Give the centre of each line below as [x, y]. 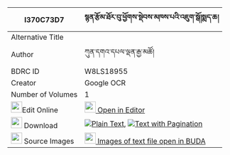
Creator [24, 83]
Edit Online [40, 110]
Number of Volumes [44, 94]
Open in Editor [121, 110]
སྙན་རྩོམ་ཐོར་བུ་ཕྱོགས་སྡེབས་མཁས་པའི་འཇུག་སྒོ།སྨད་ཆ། [152, 17]
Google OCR [105, 83]
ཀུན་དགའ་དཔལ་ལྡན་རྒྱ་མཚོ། [119, 52]
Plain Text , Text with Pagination [147, 124]
